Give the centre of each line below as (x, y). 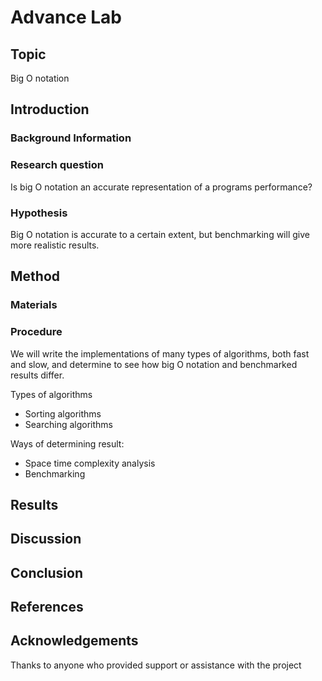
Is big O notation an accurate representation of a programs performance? (161, 187)
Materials (34, 305)
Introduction (50, 109)
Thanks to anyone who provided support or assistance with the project (156, 665)
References (47, 607)
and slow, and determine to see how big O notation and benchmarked (154, 364)
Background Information (71, 138)
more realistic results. (55, 245)
